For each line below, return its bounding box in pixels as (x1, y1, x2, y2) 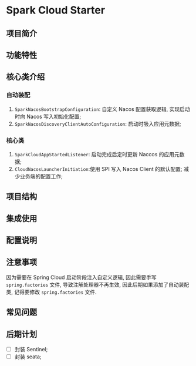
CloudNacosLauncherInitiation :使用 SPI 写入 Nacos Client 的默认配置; (14, 165, 183, 172)
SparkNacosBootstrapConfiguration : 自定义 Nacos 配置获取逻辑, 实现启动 (14, 105, 190, 112)
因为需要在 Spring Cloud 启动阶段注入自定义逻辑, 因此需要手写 (6, 274, 157, 281)
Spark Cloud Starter (6, 4, 106, 17)
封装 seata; (14, 353, 42, 360)
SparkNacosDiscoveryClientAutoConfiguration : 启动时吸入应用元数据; (14, 120, 181, 127)
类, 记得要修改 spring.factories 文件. (6, 288, 97, 296)
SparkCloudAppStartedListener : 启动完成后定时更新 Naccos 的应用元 (14, 150, 180, 157)
